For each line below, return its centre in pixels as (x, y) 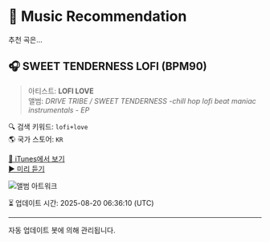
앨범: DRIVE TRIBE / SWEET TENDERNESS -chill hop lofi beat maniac (142, 100)
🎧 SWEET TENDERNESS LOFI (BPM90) (108, 66)
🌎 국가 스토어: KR (36, 139)
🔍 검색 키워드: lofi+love (48, 126)
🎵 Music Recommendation (98, 16)
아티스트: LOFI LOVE (61, 91)
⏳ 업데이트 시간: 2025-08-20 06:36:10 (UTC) (81, 203)
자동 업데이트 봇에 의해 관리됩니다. (62, 230)
